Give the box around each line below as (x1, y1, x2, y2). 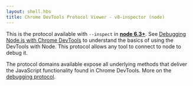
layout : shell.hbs (6, 8, 51, 15)
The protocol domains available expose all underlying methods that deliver (6, 60, 188, 68)
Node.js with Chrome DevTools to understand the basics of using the (6, 37, 174, 44)
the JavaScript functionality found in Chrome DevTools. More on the (6, 67, 172, 74)
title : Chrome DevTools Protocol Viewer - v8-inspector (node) (6, 14, 165, 20)
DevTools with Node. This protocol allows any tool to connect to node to (6, 42, 181, 50)
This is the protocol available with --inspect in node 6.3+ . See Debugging (6, 30, 187, 37)
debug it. (6, 49, 28, 56)
